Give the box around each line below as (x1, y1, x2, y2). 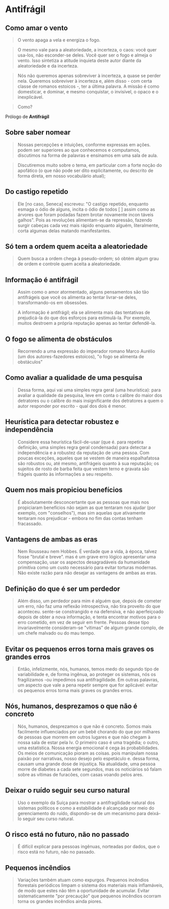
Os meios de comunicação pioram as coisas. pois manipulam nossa (17, 750, 158, 756)
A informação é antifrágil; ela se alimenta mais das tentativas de (17, 309, 150, 316)
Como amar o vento (5, 24, 68, 32)
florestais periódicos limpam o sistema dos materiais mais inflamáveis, (17, 882, 164, 888)
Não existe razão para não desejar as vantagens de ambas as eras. (17, 570, 157, 576)
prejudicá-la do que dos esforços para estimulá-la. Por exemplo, (17, 315, 151, 321)
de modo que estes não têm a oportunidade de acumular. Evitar (17, 888, 150, 894)
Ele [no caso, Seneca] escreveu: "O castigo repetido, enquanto (17, 201, 148, 207)
